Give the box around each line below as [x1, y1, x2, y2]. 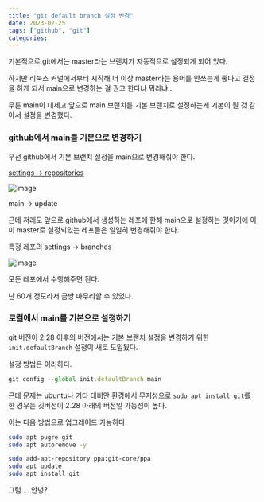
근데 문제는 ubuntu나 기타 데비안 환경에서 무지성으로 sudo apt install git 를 [8, 391, 251, 400]
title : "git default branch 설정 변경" [8, 11, 134, 20]
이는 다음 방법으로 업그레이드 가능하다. [8, 417, 127, 426]
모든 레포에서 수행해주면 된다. [8, 274, 100, 283]
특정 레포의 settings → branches [8, 242, 112, 251]
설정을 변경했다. [22, 111, 72, 120]
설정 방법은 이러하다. [8, 359, 72, 368]
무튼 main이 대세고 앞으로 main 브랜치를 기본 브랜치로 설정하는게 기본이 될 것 [8, 100, 248, 110]
